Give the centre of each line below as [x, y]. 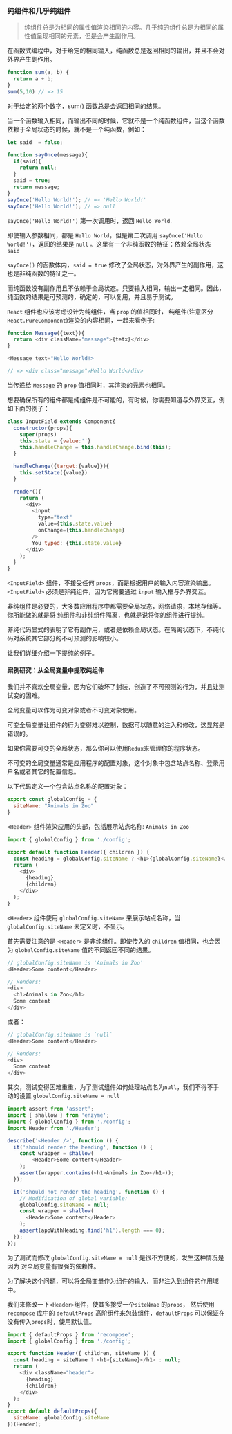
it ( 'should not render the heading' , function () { [89, 1192]
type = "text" [55, 517]
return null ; [38, 168]
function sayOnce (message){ [48, 155]
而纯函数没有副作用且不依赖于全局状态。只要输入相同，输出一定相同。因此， [116, 288]
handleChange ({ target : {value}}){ [61, 466]
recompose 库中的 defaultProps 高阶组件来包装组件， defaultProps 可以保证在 [116, 1313]
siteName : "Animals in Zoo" [54, 806]
